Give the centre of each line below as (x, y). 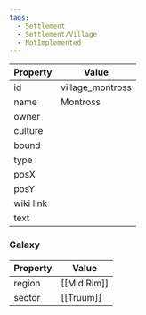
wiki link (30, 203)
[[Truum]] (81, 297)
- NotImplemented (49, 42)
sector (27, 297)
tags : (19, 17)
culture (28, 131)
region (27, 283)
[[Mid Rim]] (85, 283)
